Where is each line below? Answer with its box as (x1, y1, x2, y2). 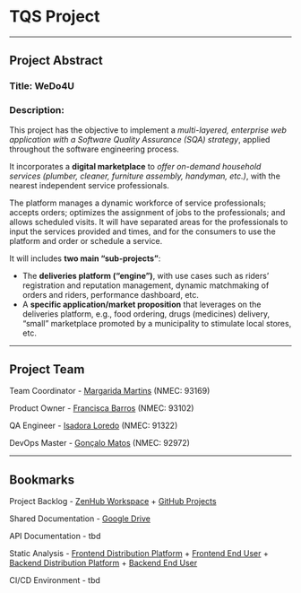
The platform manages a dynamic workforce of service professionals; (9, 197, 267, 208)
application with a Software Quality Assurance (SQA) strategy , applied (9, 134, 271, 144)
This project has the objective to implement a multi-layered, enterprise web (9, 124, 287, 135)
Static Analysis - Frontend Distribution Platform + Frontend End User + (9, 548, 269, 559)
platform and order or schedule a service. (9, 235, 163, 246)
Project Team (9, 362, 85, 377)
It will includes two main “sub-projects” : (9, 253, 161, 264)
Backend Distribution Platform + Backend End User (9, 558, 198, 569)
